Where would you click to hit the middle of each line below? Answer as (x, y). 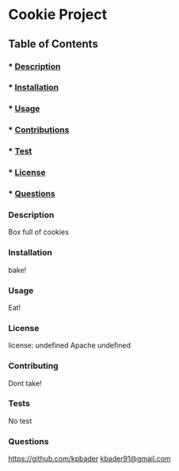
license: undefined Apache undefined (70, 345)
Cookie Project (58, 15)
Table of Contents (53, 44)
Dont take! (25, 383)
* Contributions (39, 130)
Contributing (33, 366)
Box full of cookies (38, 232)
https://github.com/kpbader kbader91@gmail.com (90, 459)
